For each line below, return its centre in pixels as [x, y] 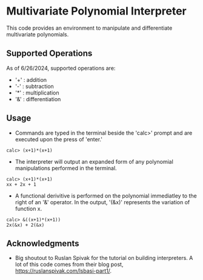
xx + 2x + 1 [21, 184]
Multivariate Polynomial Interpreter [96, 11]
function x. [28, 208]
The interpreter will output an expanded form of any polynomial [94, 161]
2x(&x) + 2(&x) [25, 225]
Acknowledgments [43, 243]
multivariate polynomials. [38, 34]
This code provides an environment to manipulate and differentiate [89, 28]
